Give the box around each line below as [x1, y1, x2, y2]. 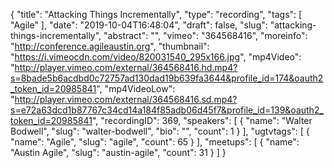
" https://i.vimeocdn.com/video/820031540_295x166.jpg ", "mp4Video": [10, 51, 302, 63]
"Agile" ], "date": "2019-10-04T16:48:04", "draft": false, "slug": [10, 19, 268, 31]
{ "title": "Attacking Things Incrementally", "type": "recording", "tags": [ [10, 9, 303, 20]
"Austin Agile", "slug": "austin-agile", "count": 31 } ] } [10, 147, 227, 158]
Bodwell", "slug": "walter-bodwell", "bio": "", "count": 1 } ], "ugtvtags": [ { [10, 125, 310, 137]
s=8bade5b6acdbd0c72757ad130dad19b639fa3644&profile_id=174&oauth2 [10, 72, 324, 84]
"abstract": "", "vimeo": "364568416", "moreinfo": [103, 30, 308, 41]
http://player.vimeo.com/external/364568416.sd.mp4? [14, 94, 238, 105]
